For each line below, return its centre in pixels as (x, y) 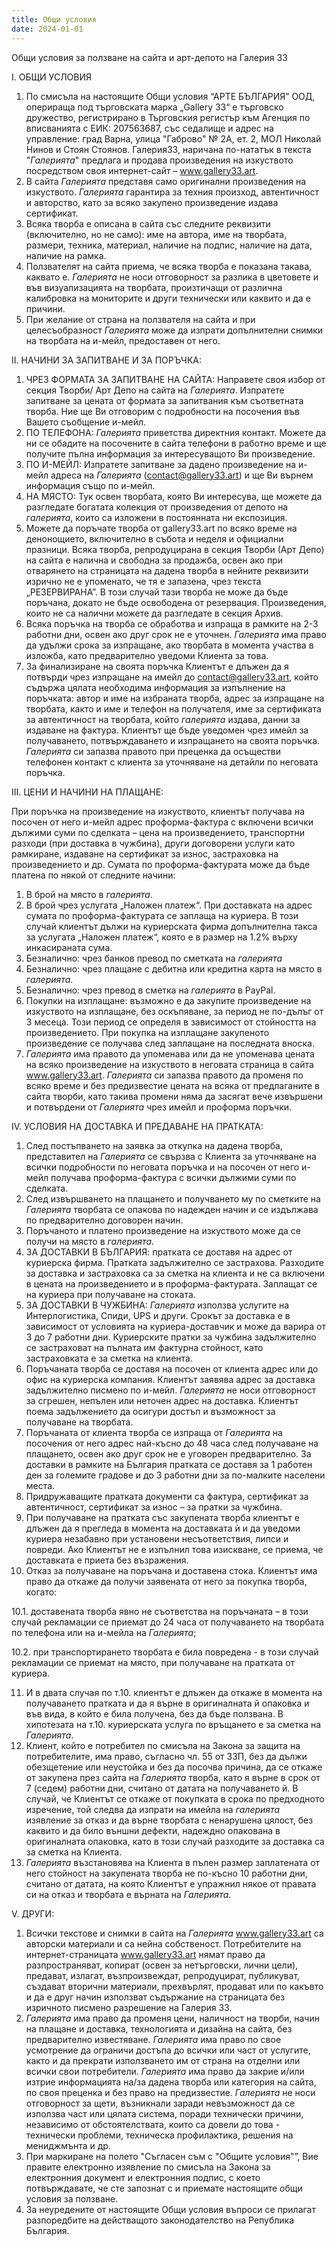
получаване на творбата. (79, 1422)
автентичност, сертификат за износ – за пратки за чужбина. (154, 1507)
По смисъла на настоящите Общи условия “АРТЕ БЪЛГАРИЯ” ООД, (170, 96)
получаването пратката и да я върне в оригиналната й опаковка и (167, 1703)
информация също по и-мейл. (90, 485)
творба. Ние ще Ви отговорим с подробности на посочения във (162, 411)
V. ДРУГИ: (33, 1913)
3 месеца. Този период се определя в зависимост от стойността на (171, 1022)
